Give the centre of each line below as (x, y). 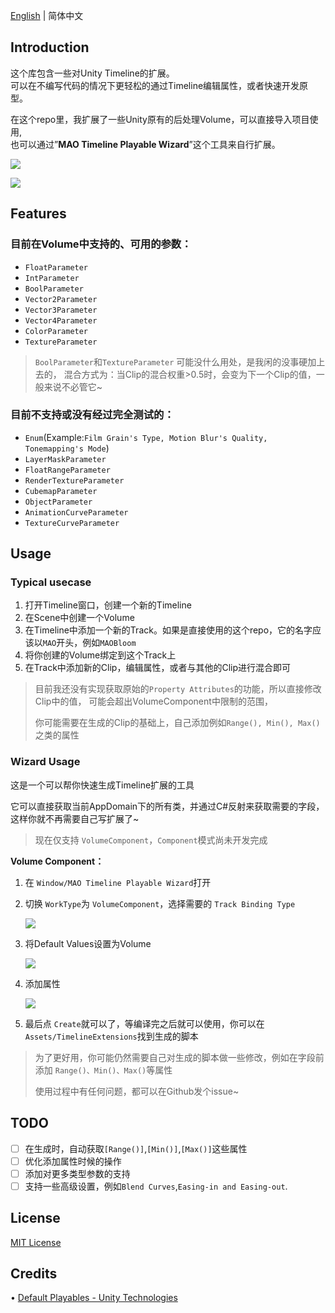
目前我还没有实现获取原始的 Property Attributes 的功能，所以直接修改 (178, 689)
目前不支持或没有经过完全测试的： (92, 415)
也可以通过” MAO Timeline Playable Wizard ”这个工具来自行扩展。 (145, 144)
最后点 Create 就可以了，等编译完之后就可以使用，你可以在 (144, 1023)
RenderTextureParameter (74, 480)
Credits (34, 1274)
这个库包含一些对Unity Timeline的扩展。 (92, 73)
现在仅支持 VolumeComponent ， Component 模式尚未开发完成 (151, 840)
